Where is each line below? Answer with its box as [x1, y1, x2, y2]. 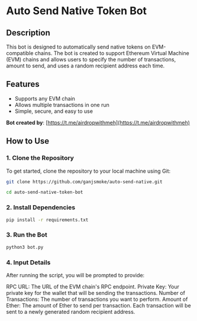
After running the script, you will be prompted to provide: [6, 271, 145, 278]
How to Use [6, 136, 50, 146]
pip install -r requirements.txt [6, 217, 89, 223]
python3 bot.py [6, 244, 44, 250]
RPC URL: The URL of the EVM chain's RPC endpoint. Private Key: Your [6, 283, 179, 290]
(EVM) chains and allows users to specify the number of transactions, [6, 56, 176, 63]
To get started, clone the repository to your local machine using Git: [6, 167, 171, 174]
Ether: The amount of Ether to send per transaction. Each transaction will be [6, 301, 191, 309]
